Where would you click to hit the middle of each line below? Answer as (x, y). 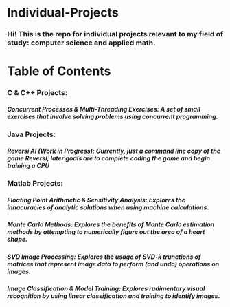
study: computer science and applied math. (81, 43)
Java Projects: (32, 134)
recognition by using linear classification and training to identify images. (114, 296)
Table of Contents (59, 71)
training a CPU (28, 165)
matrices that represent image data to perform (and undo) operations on (113, 264)
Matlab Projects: (35, 184)
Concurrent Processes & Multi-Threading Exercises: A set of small (104, 109)
